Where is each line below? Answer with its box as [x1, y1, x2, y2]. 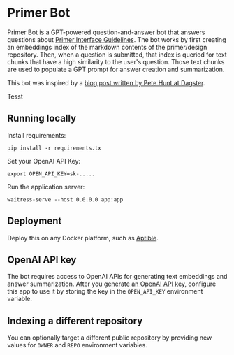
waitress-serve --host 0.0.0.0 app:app [7, 196, 124, 203]
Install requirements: [7, 131, 66, 139]
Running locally [7, 113, 77, 124]
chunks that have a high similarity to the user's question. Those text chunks [7, 57, 225, 66]
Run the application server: [7, 182, 85, 191]
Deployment [7, 215, 62, 227]
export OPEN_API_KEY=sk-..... [7, 170, 96, 177]
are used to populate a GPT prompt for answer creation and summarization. [7, 65, 225, 73]
